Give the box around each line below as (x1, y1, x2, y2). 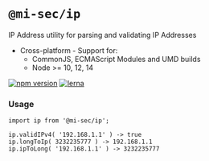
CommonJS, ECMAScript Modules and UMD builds (31, 54, 201, 64)
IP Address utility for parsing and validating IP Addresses (8, 30, 197, 39)
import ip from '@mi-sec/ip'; (8, 117, 110, 125)
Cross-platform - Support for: (19, 45, 118, 55)
